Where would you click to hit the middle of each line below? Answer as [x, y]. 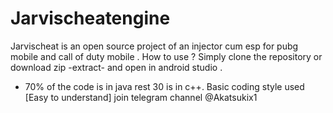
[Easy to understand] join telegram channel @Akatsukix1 [141, 97]
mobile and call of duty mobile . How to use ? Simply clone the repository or [166, 56]
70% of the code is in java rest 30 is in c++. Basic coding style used [164, 86]
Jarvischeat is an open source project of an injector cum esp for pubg [154, 46]
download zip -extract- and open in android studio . [116, 67]
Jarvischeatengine [90, 18]
